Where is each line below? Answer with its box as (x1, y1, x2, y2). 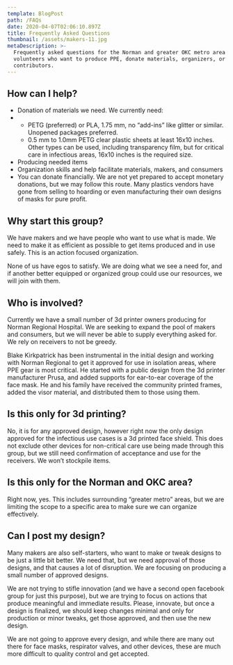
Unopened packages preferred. (27, 128, 118, 136)
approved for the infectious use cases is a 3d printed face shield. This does (7, 434, 224, 442)
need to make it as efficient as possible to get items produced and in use (7, 241, 216, 249)
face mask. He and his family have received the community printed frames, (7, 381, 223, 389)
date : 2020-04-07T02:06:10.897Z (7, 23, 101, 30)
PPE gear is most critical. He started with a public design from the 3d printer (7, 366, 225, 375)
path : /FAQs (7, 17, 42, 24)
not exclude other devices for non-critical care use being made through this (7, 441, 224, 450)
